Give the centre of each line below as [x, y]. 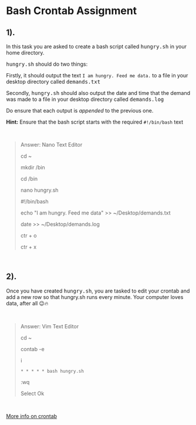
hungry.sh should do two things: [47, 64]
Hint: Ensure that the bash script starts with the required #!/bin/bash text [95, 122]
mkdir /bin [33, 167]
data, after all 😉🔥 [27, 303]
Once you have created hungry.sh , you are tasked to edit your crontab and [98, 291]
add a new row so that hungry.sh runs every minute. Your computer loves [95, 297]
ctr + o [28, 235]
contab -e [33, 349]
